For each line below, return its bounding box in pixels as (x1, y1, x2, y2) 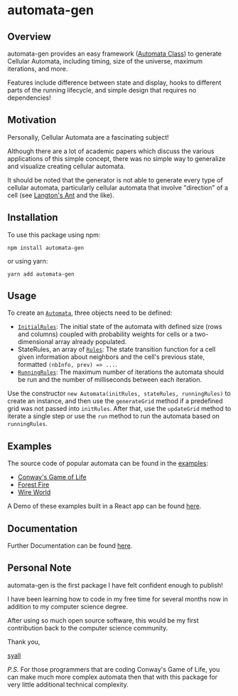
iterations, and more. (7, 65, 68, 73)
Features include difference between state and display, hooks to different (7, 78, 222, 87)
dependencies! (7, 93, 51, 102)
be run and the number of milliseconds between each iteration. (17, 375, 202, 384)
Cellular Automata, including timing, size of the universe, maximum (7, 57, 203, 66)
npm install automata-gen (7, 244, 84, 251)
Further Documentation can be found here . (7, 541, 133, 550)
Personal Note (7, 562, 72, 574)
